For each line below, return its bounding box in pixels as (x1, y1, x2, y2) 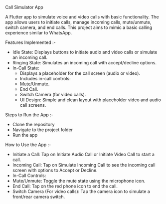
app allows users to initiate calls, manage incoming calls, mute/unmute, (5, 19, 152, 25)
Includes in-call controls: (19, 76, 71, 81)
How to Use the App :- (5, 142, 51, 148)
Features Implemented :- (5, 39, 56, 45)
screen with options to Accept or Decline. (12, 167, 98, 173)
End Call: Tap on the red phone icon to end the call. (12, 183, 118, 189)
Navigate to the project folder (12, 127, 73, 133)
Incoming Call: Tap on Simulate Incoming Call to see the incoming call (12, 162, 156, 168)
